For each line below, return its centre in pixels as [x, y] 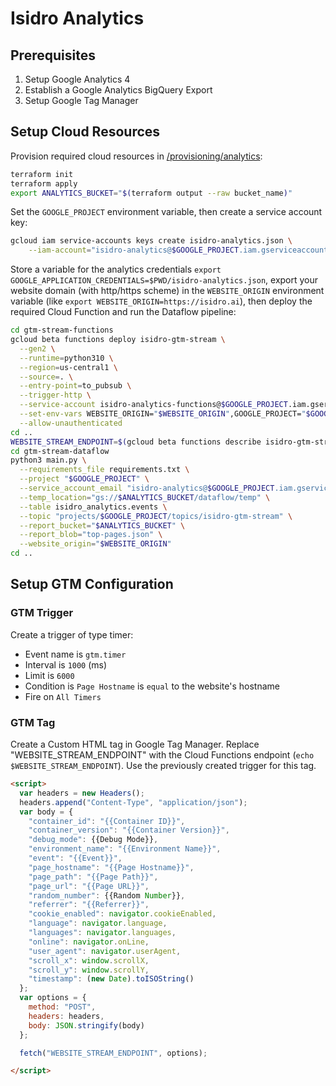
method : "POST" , [62, 1007]
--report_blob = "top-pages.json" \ [91, 535]
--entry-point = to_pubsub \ [75, 386]
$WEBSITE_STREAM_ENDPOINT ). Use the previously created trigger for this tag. [163, 766]
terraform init [42, 174]
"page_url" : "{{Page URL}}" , [89, 886]
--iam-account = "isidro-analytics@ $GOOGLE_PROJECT [134, 250]
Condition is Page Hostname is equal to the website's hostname [152, 686]
